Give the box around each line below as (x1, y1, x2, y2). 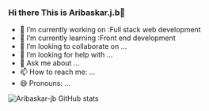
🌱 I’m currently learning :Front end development (19, 33, 176, 43)
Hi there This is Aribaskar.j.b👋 (8, 7, 125, 18)
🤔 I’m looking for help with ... (19, 50, 113, 60)
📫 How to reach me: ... (19, 67, 96, 77)
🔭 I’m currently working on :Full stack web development (19, 25, 201, 35)
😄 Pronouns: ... (19, 79, 71, 88)
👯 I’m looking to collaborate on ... (19, 42, 127, 51)
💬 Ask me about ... (19, 58, 80, 68)
